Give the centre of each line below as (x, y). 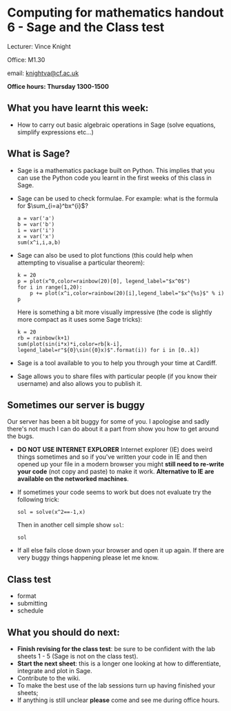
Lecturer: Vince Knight (39, 46)
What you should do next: (64, 632)
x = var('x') (36, 236)
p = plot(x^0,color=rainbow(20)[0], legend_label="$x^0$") (104, 281)
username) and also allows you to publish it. (80, 383)
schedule (30, 610)
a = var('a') (36, 218)
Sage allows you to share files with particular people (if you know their (117, 376)
